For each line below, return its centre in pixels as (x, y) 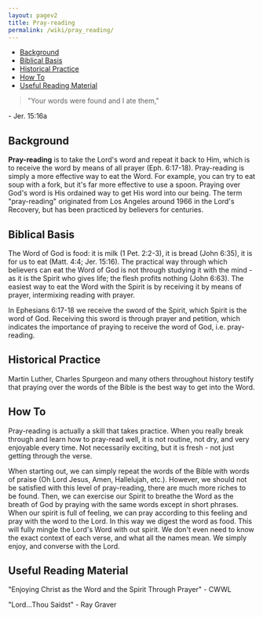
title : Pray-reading (42, 23)
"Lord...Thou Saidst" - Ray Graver (62, 604)
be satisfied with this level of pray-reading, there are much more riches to (127, 487)
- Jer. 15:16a (28, 116)
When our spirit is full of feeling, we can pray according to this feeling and (128, 513)
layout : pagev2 (33, 15)
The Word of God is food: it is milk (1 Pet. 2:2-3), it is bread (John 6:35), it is (130, 253)
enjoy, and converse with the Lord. (64, 546)
